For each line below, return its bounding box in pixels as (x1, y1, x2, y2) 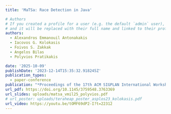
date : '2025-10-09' (5, 63, 47, 68)
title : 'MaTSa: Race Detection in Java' (5, 7, 93, 13)
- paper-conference (10, 78, 51, 83)
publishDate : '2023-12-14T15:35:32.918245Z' (5, 68, 101, 73)
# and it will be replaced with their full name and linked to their (5, 26, 156, 31)
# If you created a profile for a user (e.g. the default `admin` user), (5, 21, 165, 26)
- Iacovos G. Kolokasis (10, 40, 60, 46)
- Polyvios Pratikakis (10, 54, 58, 59)
